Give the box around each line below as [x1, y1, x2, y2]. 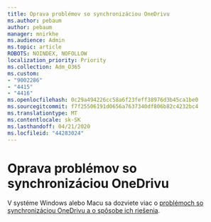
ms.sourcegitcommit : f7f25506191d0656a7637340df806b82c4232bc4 [7, 103, 199, 110]
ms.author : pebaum [7, 17, 62, 24]
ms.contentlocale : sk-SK [7, 116, 81, 123]
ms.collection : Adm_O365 [7, 63, 81, 70]
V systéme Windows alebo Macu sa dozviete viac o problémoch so [7, 199, 204, 207]
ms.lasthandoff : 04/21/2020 [7, 122, 91, 130]
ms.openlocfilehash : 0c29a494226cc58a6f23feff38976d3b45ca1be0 [7, 97, 199, 104]
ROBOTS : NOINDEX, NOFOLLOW [7, 51, 87, 58]
